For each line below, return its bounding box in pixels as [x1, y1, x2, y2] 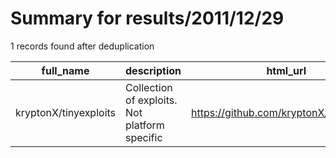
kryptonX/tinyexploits [15, 105, 117, 119]
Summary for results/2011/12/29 [10, 7, 285, 30]
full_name [41, 63, 90, 77]
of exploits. [125, 93, 178, 107]
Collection [125, 80, 173, 94]
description [125, 63, 182, 77]
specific [125, 130, 163, 144]
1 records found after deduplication [10, 40, 155, 52]
